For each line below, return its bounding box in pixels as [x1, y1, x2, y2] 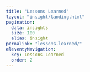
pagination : [6, 19, 35, 25]
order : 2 [11, 57, 33, 63]
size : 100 [11, 30, 35, 36]
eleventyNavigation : [6, 46, 57, 52]
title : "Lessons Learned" [6, 8, 69, 15]
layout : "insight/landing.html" [6, 14, 85, 20]
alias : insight [11, 35, 49, 41]
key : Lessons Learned [11, 52, 64, 57]
